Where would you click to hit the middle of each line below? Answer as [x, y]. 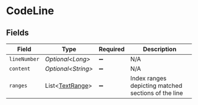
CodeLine [30, 11]
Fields [18, 33]
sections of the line [157, 93]
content [20, 69]
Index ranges [148, 78]
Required [112, 49]
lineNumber [24, 59]
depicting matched [156, 86]
